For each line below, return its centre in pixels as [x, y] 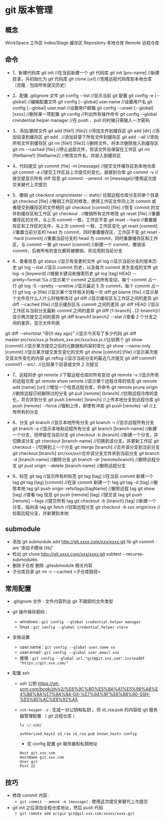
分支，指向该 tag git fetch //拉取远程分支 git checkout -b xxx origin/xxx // [86, 507]
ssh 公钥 [28, 684]
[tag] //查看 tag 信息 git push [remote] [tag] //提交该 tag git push [77, 494]
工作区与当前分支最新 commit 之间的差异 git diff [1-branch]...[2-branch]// [86, 310]
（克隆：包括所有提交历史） [40, 85]
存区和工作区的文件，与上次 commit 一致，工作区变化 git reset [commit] [85, 226]
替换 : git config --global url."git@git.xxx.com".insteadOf [82, 658]
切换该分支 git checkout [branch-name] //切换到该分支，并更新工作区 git [85, 441]
